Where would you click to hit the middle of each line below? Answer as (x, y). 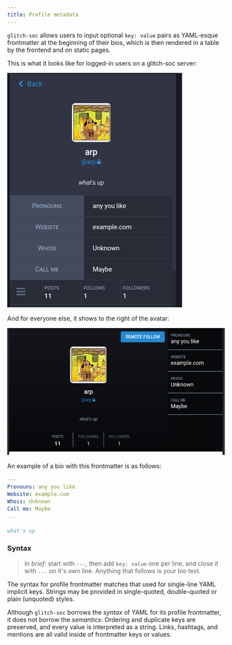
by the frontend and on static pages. (59, 50)
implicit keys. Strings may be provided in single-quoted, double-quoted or (112, 591)
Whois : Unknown (29, 502)
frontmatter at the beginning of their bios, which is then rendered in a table (113, 42)
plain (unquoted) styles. (41, 599)
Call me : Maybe (29, 509)
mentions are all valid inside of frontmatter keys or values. (89, 634)
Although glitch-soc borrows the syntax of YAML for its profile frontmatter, (114, 612)
